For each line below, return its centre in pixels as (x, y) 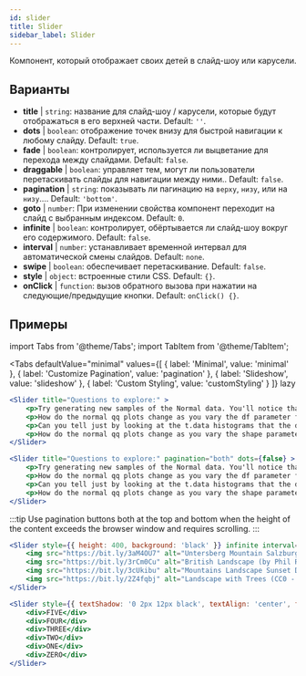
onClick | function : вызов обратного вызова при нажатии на (140, 286)
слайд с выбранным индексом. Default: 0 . (103, 218)
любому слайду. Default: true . (81, 140)
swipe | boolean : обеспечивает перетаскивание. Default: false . (144, 266)
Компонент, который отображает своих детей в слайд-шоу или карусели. (153, 61)
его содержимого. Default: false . (87, 237)
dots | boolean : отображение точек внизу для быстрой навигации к (153, 131)
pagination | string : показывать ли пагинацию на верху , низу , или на (155, 189)
